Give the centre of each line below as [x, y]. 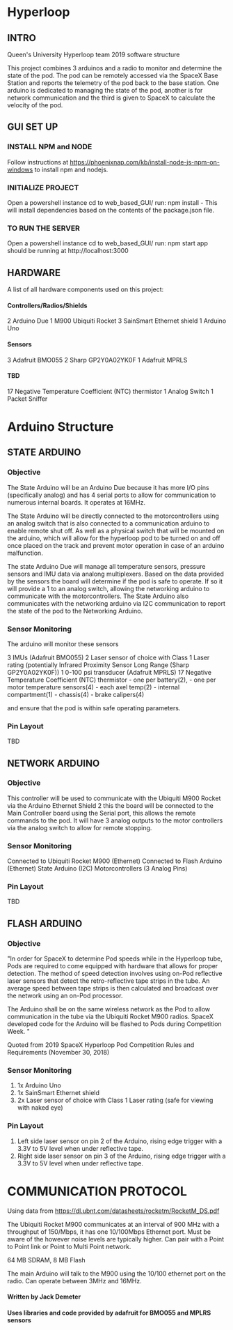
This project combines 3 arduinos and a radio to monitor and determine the [115, 68]
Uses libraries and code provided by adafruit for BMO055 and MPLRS [109, 1313]
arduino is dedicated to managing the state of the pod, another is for [105, 90]
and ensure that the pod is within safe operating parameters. [94, 708]
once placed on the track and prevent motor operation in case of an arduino [116, 545]
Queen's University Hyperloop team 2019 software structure [94, 54]
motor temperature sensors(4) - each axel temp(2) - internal [94, 687]
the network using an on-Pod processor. [65, 996]
